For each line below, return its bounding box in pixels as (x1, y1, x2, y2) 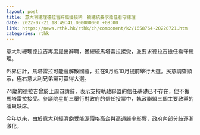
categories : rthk (6, 31, 49, 37)
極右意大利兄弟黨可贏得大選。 (16, 75, 90, 82)
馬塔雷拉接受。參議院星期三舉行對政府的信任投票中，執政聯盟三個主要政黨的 (6, 95, 194, 102)
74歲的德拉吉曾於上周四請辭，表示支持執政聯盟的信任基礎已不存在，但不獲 (6, 88, 190, 95)
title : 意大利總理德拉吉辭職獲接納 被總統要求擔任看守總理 (6, 14, 136, 20)
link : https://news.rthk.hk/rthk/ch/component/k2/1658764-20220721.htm (6, 25, 187, 31)
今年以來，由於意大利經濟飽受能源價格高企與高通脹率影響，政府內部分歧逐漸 (6, 115, 194, 122)
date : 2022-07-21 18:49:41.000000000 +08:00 (6, 20, 118, 25)
